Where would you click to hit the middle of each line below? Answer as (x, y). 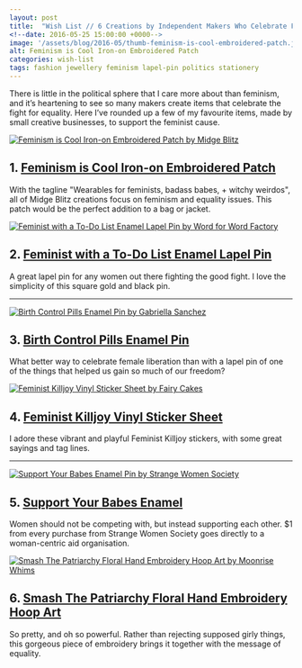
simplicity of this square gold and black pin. (90, 285)
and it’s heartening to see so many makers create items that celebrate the (145, 103)
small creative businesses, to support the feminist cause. (115, 122)
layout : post (34, 18)
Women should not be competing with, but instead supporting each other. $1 (151, 524)
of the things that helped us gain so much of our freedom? (117, 371)
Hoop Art (35, 613)
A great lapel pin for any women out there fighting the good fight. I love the (148, 276)
